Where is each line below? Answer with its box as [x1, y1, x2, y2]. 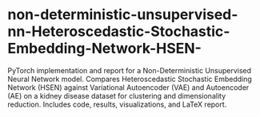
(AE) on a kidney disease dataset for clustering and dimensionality [7, 91, 226, 100]
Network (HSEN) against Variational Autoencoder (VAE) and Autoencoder [7, 82, 250, 92]
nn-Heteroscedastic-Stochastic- [7, 22, 230, 41]
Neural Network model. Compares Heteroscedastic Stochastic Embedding [7, 74, 253, 84]
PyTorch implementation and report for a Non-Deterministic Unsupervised [7, 65, 252, 75]
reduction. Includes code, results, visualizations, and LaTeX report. [7, 99, 227, 109]
